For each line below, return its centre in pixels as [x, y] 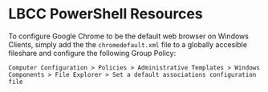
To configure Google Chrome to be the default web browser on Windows [128, 36]
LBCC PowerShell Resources [106, 14]
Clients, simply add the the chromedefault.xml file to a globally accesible [128, 44]
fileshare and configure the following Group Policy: [92, 53]
